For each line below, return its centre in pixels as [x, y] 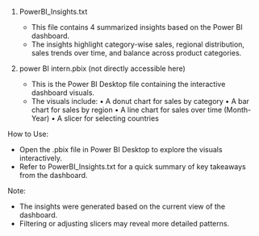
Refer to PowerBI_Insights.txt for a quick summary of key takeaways [133, 167]
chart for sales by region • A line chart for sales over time [127, 110]
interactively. [40, 158]
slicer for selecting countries [111, 118]
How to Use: [28, 134]
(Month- [238, 110]
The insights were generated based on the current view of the [122, 206]
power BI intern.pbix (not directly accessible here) [102, 68]
